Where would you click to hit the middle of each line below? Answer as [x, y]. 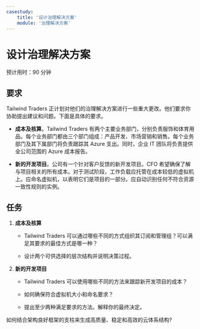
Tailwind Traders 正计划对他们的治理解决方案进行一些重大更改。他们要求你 [98, 109]
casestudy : [20, 12]
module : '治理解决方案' [44, 23]
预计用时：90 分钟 [29, 72]
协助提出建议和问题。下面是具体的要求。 [56, 116]
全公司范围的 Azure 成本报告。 [53, 151]
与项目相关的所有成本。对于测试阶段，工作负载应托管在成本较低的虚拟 [102, 172]
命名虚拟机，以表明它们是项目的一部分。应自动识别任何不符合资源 [112, 179]
